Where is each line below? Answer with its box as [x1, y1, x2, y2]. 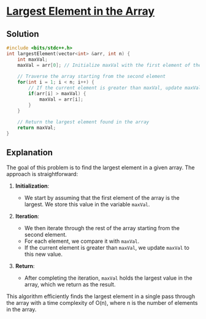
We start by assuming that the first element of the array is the [24, 194, 180, 201]
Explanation [6, 147, 53, 158]
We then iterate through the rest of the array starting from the [24, 224, 180, 231]
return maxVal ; [17, 125, 56, 131]
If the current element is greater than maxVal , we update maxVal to [24, 244, 190, 251]
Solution [6, 29, 39, 39]
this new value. [24, 250, 63, 258]
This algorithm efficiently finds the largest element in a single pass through [6, 293, 195, 300]
